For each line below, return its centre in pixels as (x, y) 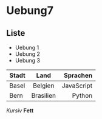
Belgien (43, 86)
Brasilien (44, 96)
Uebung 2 (28, 54)
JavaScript (77, 86)
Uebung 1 (27, 47)
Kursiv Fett (20, 110)
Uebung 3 (28, 60)
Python (82, 96)
